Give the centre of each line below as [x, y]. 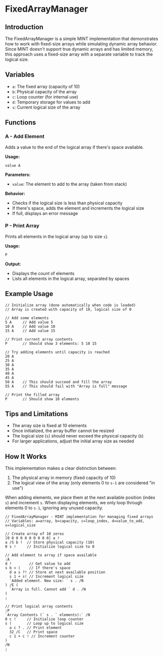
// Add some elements [27, 318]
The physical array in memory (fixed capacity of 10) [64, 478]
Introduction [24, 27]
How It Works [26, 456]
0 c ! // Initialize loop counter [44, 619]
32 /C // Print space [33, 632]
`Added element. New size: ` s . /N [46, 581]
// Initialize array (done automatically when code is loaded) [71, 305]
